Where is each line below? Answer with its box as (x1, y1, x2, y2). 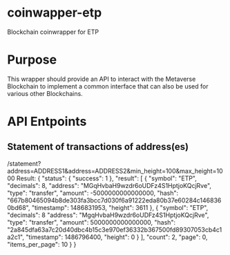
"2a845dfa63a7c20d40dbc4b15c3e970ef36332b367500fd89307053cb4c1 (7, 225, 222, 234)
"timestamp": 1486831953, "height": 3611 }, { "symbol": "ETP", (31, 203, 209, 211)
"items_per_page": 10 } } (7, 240, 77, 248)
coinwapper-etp (7, 5, 102, 21)
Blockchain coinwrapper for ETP (7, 28, 99, 36)
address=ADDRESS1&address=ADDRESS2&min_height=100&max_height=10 (7, 167, 223, 175)
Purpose (7, 52, 57, 68)
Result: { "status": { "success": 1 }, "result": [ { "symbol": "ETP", (16, 174, 197, 182)
